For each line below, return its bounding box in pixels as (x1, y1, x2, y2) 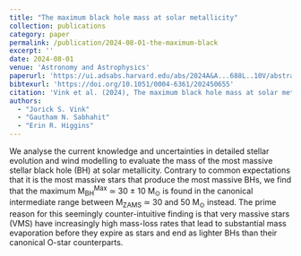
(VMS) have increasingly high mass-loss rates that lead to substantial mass (9, 218, 287, 229)
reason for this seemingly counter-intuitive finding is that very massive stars (9, 209, 290, 219)
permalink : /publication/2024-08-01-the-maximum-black (9, 38, 219, 47)
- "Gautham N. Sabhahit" (17, 113, 110, 122)
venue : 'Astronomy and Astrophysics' (9, 64, 150, 73)
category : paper (9, 30, 70, 38)
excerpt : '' (9, 47, 54, 55)
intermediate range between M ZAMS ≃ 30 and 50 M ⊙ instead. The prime (9, 197, 277, 210)
